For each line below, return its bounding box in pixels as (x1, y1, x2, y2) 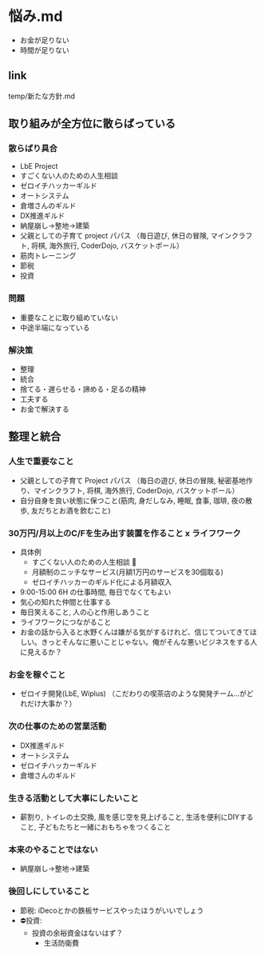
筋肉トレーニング (19, 251, 77, 261)
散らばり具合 (8, 143, 58, 154)
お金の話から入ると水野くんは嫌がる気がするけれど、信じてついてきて (19, 627, 250, 637)
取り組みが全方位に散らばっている (8, 117, 176, 130)
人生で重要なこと (8, 456, 74, 467)
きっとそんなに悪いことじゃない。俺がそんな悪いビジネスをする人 (41, 637, 258, 647)
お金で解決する (19, 405, 69, 414)
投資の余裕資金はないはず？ (31, 928, 124, 937)
